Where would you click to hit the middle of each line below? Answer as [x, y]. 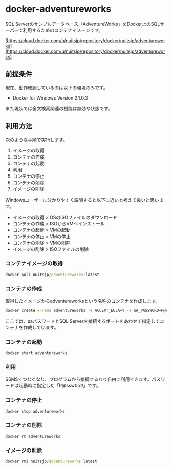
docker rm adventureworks [33, 436]
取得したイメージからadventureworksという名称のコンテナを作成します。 [83, 301]
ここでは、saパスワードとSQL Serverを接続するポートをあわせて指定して [83, 321]
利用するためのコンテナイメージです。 [63, 30]
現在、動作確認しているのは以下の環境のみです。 [57, 87]
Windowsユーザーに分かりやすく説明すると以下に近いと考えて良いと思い [82, 200]
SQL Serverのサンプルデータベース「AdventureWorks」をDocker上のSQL [83, 24]
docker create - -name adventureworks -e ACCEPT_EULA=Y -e [68, 311]
